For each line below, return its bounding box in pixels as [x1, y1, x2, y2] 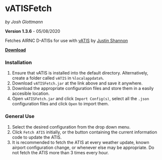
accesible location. [12, 90, 50, 97]
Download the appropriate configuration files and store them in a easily [12, 86, 154, 91]
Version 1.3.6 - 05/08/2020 [5, 28, 60, 34]
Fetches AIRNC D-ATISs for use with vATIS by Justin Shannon [5, 37, 128, 44]
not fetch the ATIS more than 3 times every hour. [12, 149, 109, 155]
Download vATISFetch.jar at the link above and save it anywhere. [12, 80, 143, 86]
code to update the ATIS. [12, 134, 62, 140]
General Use [5, 113, 35, 120]
